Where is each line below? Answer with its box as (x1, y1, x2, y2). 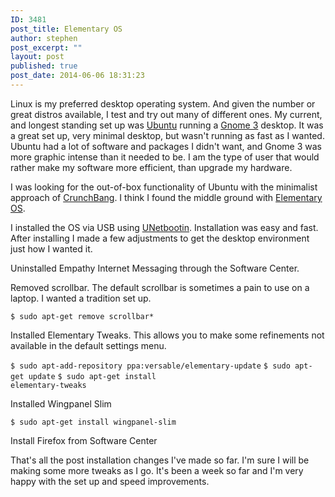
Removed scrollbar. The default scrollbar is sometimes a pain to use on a (10, 281, 310, 293)
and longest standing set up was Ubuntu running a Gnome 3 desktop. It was (10, 119, 324, 131)
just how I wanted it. (10, 242, 93, 255)
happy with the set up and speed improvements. (10, 475, 210, 487)
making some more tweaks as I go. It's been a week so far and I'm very (10, 464, 304, 476)
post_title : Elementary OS (10, 24, 123, 34)
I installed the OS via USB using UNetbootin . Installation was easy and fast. (10, 221, 319, 233)
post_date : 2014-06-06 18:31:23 (10, 71, 145, 81)
